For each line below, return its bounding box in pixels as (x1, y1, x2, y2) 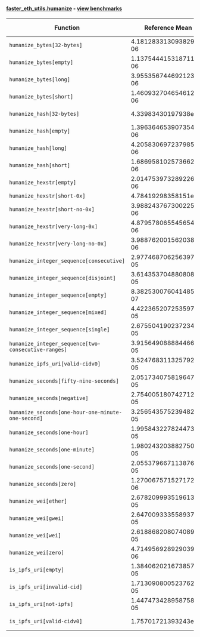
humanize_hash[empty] (9, 128, 70, 134)
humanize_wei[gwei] (9, 515, 64, 522)
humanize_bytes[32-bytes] (9, 42, 83, 49)
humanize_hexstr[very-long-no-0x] (9, 241, 107, 247)
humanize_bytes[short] (9, 93, 73, 100)
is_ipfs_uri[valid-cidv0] (9, 618, 83, 625)
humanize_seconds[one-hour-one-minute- (9, 409, 122, 416)
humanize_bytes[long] (9, 76, 70, 83)
